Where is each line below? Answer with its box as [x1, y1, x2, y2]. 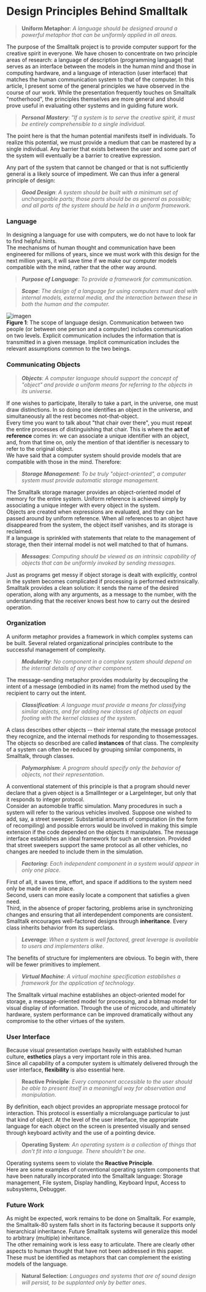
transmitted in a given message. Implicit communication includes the [6, 339, 180, 346]
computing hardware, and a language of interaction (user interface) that [6, 69, 188, 76]
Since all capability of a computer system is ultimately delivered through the [6, 1060, 198, 1067]
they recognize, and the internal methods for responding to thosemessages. [6, 732, 199, 740]
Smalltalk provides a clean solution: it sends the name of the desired [6, 584, 179, 591]
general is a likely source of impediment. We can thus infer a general [6, 170, 180, 178]
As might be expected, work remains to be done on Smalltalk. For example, [6, 1215, 196, 1222]
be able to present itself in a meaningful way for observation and [21, 1084, 186, 1092]
